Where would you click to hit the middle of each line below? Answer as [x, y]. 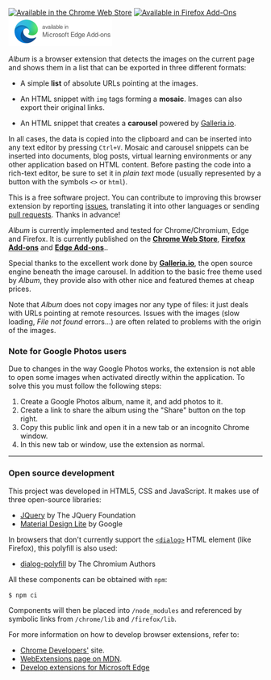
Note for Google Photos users [68, 351]
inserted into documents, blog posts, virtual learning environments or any [130, 156]
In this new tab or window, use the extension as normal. [113, 445]
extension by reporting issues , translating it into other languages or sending [134, 206]
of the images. [32, 330]
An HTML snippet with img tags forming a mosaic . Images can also [131, 99]
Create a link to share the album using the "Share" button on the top [133, 410]
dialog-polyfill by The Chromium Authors [88, 564]
